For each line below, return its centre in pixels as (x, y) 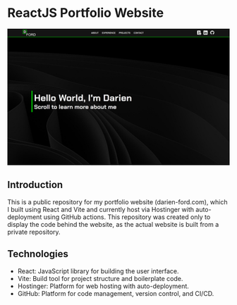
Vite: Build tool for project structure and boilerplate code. (100, 278)
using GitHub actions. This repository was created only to (127, 217)
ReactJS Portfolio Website (86, 13)
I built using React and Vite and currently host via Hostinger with (101, 209)
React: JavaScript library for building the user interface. (98, 271)
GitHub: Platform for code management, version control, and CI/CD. (116, 293)
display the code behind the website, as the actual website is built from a (113, 224)
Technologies (38, 254)
